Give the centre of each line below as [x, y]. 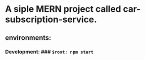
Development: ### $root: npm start [49, 52]
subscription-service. [51, 19]
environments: [28, 38]
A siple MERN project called [63, 9]
